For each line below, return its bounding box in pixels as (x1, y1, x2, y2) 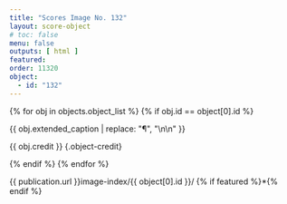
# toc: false (9, 30, 59, 39)
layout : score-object (9, 22, 91, 31)
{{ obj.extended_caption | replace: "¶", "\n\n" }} (9, 123, 186, 134)
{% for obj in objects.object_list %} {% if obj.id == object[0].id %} (9, 105, 254, 116)
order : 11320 (9, 64, 59, 73)
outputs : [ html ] (9, 47, 79, 56)
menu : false (9, 38, 54, 48)
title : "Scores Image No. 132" (9, 13, 128, 23)
